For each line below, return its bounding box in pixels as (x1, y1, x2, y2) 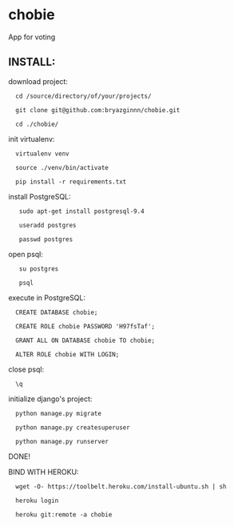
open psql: (8, 249, 44, 259)
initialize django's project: (8, 394, 93, 404)
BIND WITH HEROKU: (8, 467, 79, 477)
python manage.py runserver (15, 437, 109, 445)
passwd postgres (18, 235, 73, 243)
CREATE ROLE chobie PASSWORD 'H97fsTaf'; (15, 322, 156, 330)
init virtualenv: (8, 134, 55, 143)
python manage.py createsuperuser (15, 423, 130, 432)
